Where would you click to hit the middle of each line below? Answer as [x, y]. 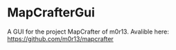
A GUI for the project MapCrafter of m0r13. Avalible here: [88, 32]
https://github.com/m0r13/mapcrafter [61, 38]
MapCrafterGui [51, 13]
